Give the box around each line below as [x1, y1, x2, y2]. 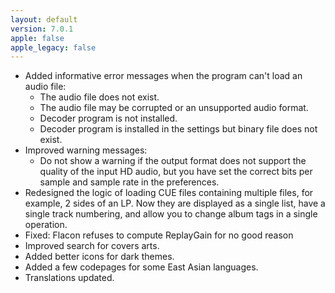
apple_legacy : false [10, 42, 97, 53]
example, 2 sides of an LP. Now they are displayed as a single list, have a [24, 197, 326, 210]
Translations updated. [24, 272, 115, 284]
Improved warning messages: [24, 144, 148, 156]
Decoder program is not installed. [39, 112, 178, 125]
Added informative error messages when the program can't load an [24, 70, 303, 82]
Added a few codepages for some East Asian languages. [24, 261, 259, 273]
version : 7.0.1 [10, 24, 74, 34]
